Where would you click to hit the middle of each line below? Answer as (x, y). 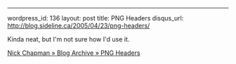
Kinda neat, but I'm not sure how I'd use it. (68, 39)
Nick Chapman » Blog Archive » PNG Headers (74, 53)
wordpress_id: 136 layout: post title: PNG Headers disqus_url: (96, 18)
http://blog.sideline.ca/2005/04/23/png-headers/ (79, 26)
